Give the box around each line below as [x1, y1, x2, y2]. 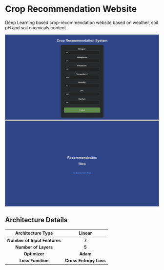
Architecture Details [5, 216, 68, 224]
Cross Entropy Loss [65, 258, 106, 264]
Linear [79, 230, 92, 236]
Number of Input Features [7, 237, 61, 243]
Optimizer [23, 251, 45, 257]
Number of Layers [15, 244, 53, 250]
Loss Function [19, 258, 49, 264]
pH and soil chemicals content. [5, 24, 67, 30]
